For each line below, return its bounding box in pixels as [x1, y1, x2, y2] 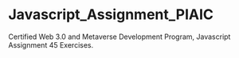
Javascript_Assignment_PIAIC [8, 6, 214, 24]
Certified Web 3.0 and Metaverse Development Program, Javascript [8, 32, 231, 41]
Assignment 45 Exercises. [8, 40, 94, 49]
